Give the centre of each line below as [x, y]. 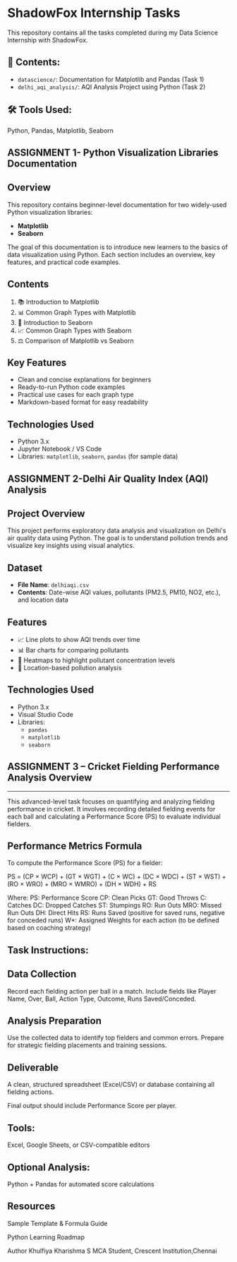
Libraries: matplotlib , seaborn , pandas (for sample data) [98, 456]
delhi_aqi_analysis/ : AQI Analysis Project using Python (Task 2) [111, 87]
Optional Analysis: [49, 1167]
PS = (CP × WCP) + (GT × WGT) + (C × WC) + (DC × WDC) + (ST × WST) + [117, 876]
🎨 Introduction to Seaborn [55, 322]
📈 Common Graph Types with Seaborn [74, 331]
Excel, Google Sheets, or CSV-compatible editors [79, 1145]
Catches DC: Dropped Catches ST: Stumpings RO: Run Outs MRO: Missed [115, 905]
